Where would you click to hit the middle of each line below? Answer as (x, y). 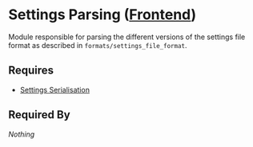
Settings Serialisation (55, 89)
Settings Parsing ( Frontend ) (102, 15)
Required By (39, 115)
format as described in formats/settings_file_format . (98, 45)
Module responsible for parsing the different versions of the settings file (127, 37)
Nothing (22, 134)
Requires (31, 71)
